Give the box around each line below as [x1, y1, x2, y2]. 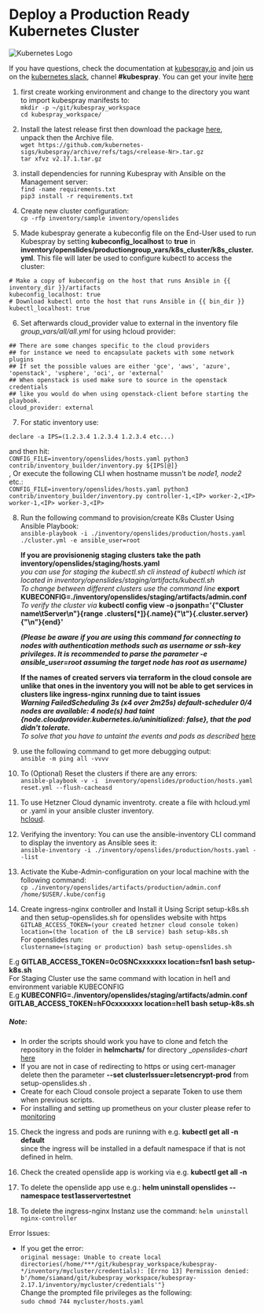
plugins [9, 356, 35, 363]
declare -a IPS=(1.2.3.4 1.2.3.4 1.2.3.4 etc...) [9, 433, 175, 441]
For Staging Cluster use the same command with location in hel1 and [9, 973, 231, 983]
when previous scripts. [20, 1095, 95, 1105]
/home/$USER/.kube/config [20, 891, 105, 898]
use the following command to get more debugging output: [20, 746, 211, 756]
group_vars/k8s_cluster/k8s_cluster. [130, 245, 254, 254]
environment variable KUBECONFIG [9, 982, 125, 991]
